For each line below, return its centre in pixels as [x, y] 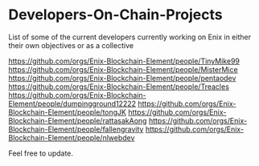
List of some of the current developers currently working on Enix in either [130, 37]
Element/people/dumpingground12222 [72, 103]
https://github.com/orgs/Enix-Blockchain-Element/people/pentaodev [122, 78]
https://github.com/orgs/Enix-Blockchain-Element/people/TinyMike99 [124, 61]
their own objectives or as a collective [71, 45]
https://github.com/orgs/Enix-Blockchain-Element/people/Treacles [119, 87]
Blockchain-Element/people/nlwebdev [72, 137]
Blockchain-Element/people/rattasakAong [78, 120]
